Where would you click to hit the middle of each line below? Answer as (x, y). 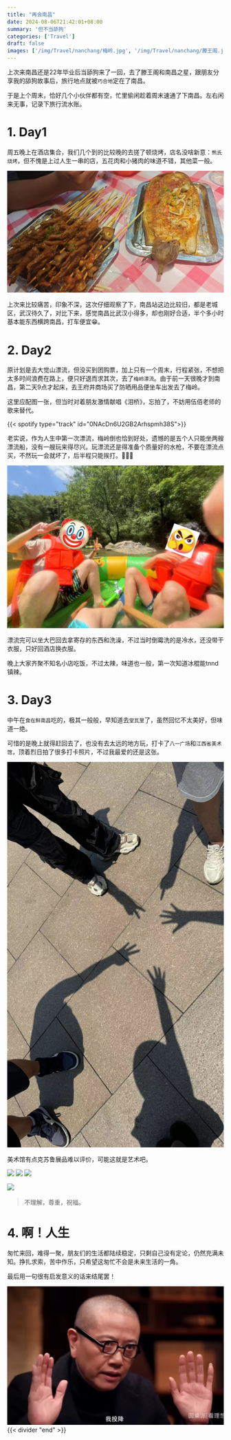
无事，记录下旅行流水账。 (49, 104)
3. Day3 (30, 700)
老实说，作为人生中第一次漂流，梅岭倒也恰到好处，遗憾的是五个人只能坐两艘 (115, 438)
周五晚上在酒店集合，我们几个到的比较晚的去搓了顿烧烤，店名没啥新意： (109, 152)
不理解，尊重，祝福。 (54, 1203)
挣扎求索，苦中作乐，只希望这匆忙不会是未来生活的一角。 (100, 1262)
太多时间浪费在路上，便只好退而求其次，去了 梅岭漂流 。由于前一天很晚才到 (111, 379)
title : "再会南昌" (32, 14)
